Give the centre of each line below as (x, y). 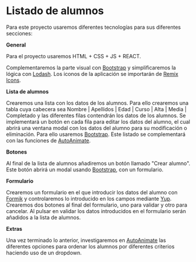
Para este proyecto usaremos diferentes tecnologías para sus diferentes (94, 27)
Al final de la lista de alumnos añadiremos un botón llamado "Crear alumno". (98, 163)
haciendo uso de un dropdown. (44, 253)
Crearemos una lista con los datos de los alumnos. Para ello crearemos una (97, 103)
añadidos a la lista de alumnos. (44, 217)
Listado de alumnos (55, 11)
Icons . (14, 80)
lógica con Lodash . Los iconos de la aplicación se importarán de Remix (92, 74)
